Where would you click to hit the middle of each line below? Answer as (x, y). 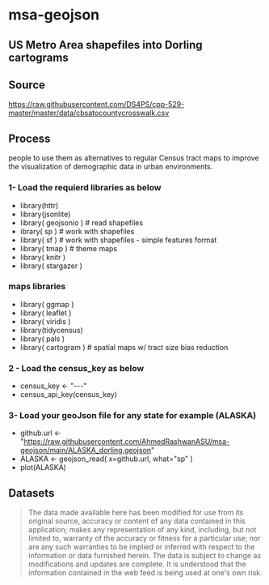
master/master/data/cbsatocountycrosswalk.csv (89, 113)
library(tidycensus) (51, 330)
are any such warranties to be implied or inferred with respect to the (141, 547)
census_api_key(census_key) (69, 395)
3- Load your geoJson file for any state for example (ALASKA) (132, 416)
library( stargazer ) (51, 266)
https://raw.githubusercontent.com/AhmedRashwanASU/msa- (127, 442)
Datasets (32, 493)
